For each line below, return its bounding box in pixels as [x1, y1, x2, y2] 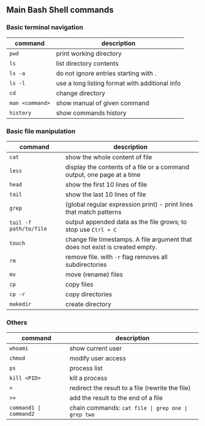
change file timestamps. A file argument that [65, 235, 192, 243]
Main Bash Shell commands [6, 5, 114, 15]
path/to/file [9, 225, 48, 232]
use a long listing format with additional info [56, 79, 181, 87]
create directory [65, 300, 112, 308]
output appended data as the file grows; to [65, 218, 187, 226]
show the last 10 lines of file [65, 190, 146, 199]
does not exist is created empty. [65, 243, 157, 251]
